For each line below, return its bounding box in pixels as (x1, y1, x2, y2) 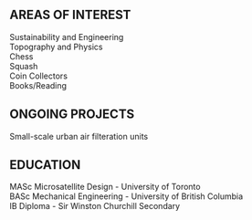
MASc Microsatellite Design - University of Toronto (9, 182, 201, 193)
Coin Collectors (9, 70, 68, 81)
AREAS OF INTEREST (9, 7, 131, 23)
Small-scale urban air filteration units (9, 131, 149, 141)
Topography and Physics (9, 41, 103, 52)
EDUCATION (9, 157, 81, 173)
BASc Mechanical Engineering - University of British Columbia (9, 191, 244, 202)
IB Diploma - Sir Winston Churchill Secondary (9, 201, 181, 212)
